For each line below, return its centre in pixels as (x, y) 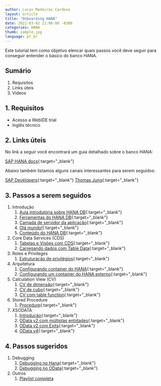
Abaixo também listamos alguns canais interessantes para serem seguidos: (80, 171)
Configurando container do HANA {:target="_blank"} (71, 269)
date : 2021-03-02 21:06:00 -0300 (39, 23)
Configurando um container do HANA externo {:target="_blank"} (83, 274)
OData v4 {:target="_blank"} (47, 331)
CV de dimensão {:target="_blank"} (54, 285)
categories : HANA (23, 28)
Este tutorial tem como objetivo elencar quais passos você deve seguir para (81, 50)
